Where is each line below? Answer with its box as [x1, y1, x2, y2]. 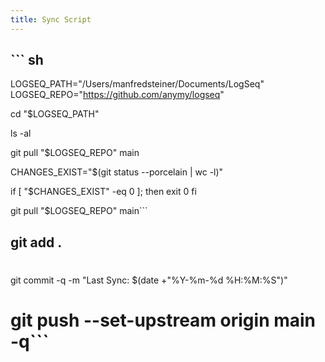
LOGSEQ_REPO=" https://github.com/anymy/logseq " [10, 89, 225, 101]
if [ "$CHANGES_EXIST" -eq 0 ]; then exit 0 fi [10, 186, 197, 198]
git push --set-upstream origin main [10, 309, 317, 332]
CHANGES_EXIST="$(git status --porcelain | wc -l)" [10, 166, 224, 178]
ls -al [10, 127, 32, 140]
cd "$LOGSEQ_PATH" [10, 108, 100, 120]
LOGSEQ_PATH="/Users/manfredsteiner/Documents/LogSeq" [10, 78, 265, 90]
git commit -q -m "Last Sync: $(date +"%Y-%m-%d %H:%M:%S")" [10, 274, 288, 286]
